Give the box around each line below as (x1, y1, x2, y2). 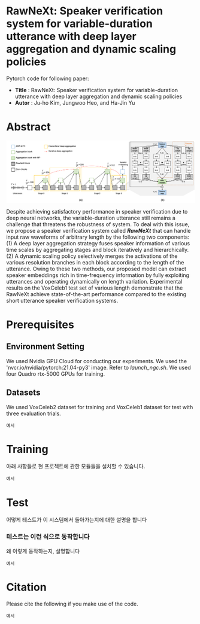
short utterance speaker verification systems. (6, 297, 119, 304)
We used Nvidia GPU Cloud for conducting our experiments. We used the (6, 357, 187, 364)
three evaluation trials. (6, 410, 61, 417)
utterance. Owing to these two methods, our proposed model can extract (6, 265, 187, 272)
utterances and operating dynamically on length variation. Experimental (6, 278, 183, 285)
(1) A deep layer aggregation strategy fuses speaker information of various (6, 239, 190, 246)
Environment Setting (6, 342, 85, 352)
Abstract (6, 120, 51, 134)
